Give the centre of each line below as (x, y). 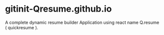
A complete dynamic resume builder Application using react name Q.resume (82, 22)
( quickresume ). (22, 27)
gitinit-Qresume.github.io (58, 9)
